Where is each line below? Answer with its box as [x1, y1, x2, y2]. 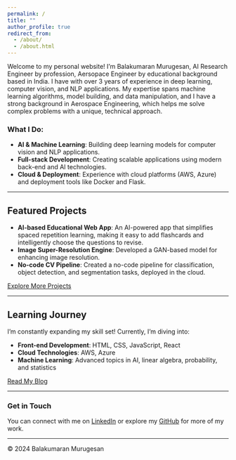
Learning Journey [7, 308, 87, 320]
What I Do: [7, 124, 44, 134]
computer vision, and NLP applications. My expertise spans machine [7, 85, 206, 93]
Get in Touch [7, 401, 52, 411]
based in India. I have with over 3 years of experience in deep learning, [7, 77, 213, 85]
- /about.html [13, 43, 55, 50]
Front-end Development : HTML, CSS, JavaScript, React [17, 341, 181, 349]
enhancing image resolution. [17, 254, 100, 262]
